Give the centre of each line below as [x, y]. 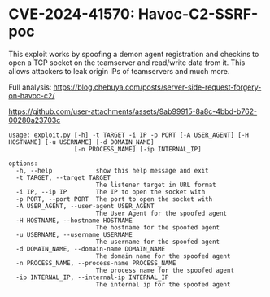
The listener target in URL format [156, 185]
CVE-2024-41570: [72, 14]
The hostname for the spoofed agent [158, 227]
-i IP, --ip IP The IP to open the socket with [111, 192]
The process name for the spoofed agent [165, 270]
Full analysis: [30, 87]
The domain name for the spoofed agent [163, 256]
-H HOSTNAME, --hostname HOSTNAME [74, 221]
